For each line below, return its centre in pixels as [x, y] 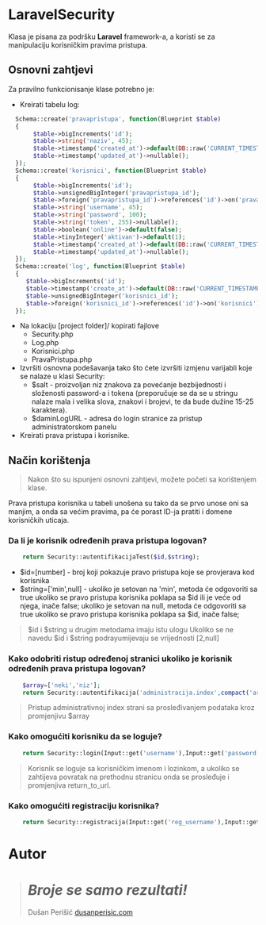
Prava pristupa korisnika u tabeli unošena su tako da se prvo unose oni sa [128, 503]
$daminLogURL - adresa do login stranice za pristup [117, 419]
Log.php [45, 343]
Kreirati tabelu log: [50, 104]
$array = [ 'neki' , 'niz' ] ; [62, 685]
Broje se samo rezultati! [107, 890]
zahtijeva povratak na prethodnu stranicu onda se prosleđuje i [128, 777]
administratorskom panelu [74, 427]
